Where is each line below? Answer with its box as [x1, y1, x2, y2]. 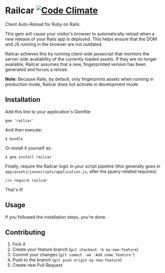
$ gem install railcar [5, 154, 52, 160]
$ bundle [5, 136, 23, 141]
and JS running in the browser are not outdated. [5, 41, 103, 47]
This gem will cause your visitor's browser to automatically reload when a [5, 31, 155, 36]
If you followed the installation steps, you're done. [5, 214, 107, 220]
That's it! [5, 186, 23, 192]
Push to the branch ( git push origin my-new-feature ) [12, 257, 122, 263]
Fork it [12, 241, 26, 247]
